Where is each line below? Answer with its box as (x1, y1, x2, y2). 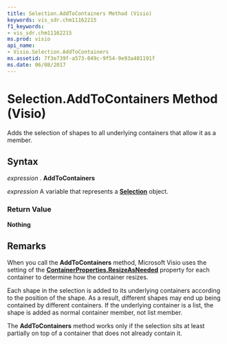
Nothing (7, 220, 31, 228)
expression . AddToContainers (7, 174, 95, 183)
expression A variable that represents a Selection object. (7, 188, 169, 196)
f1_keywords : (7, 23, 45, 30)
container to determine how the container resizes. (7, 273, 149, 281)
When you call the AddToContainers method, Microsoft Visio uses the (7, 259, 207, 267)
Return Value (7, 205, 52, 214)
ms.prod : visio (7, 36, 51, 43)
